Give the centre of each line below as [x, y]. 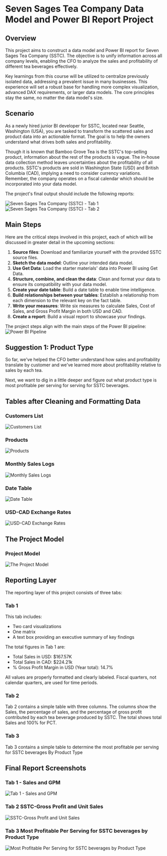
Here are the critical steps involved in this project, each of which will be [79, 237]
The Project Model [35, 539]
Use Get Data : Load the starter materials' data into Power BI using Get [85, 268]
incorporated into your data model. [41, 184]
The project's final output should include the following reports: [70, 194]
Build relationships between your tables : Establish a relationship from [86, 295]
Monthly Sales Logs [30, 464]
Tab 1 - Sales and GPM [33, 783]
